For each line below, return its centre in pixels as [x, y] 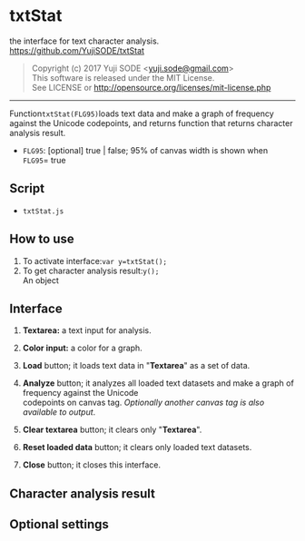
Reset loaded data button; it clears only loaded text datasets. [137, 448]
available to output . [59, 412]
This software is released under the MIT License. [123, 77]
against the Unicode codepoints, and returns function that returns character [151, 123]
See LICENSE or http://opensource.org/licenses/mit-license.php [151, 87]
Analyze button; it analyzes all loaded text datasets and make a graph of [158, 383]
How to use [42, 239]
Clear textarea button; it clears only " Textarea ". [112, 430]
